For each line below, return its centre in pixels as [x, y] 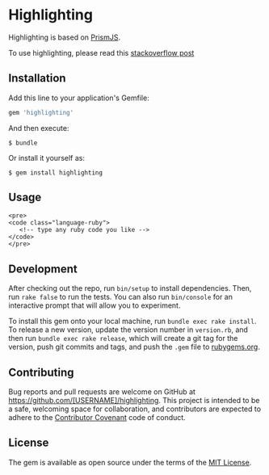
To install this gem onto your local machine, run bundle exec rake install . [132, 322]
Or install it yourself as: [46, 158]
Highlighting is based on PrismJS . [65, 37]
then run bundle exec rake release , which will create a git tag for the [123, 338]
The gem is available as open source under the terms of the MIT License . [130, 462]
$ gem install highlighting [56, 172]
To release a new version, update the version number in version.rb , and [128, 330]
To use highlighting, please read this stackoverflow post [101, 53]
